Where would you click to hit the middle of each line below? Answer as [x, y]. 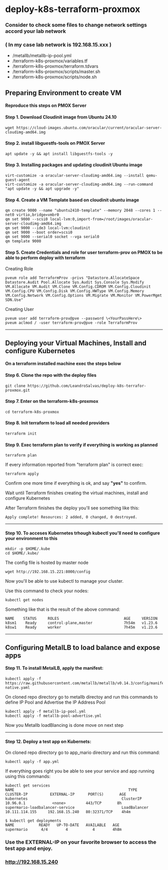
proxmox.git [17, 390]
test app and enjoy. [29, 848]
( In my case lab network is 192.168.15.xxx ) [58, 45]
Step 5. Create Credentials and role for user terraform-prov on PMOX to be [84, 252]
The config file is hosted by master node [47, 563]
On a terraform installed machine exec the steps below [63, 364]
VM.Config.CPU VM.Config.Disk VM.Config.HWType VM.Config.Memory [74, 291]
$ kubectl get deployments [33, 821]
